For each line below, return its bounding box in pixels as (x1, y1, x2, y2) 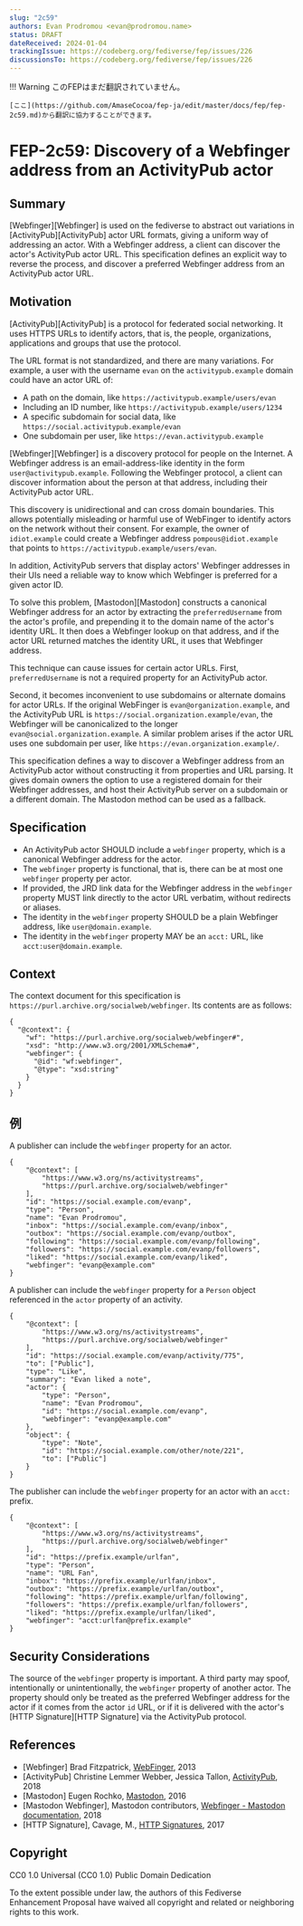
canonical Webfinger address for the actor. (22, 853, 183, 865)
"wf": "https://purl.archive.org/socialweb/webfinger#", (25, 1033, 245, 1042)
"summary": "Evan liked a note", (25, 1375, 152, 1385)
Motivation (9, 294, 72, 310)
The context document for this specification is (9, 991, 181, 1001)
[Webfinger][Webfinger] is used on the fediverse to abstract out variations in (9, 220, 295, 231)
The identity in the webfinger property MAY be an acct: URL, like (22, 930, 264, 942)
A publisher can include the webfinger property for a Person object (9, 1285, 256, 1296)
